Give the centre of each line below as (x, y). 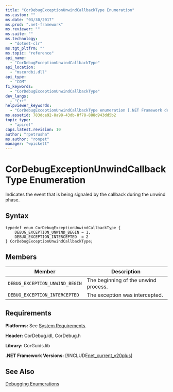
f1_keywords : (19, 86)
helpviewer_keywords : (29, 106)
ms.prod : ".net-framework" (34, 24)
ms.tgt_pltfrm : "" (25, 48)
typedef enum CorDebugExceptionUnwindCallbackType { (63, 228)
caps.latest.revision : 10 (33, 129)
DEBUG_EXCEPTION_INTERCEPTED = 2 (51, 237)
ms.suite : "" (19, 34)
